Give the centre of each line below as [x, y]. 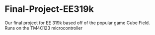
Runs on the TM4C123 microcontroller [44, 28]
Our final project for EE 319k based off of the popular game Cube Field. [77, 23]
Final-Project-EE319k [49, 9]
